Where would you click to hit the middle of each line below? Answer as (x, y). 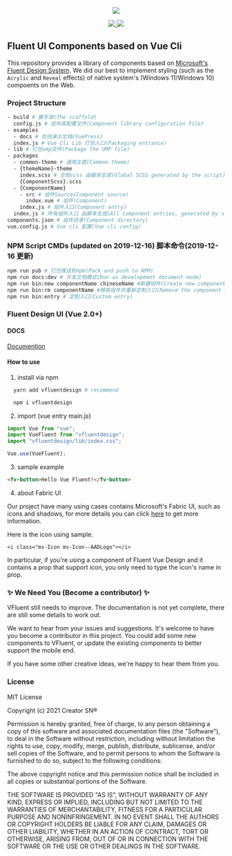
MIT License (25, 697)
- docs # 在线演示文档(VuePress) (58, 136)
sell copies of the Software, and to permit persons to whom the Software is (114, 753)
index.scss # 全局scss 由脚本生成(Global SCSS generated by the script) (123, 175)
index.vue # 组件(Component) (66, 201)
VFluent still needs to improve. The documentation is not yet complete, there (116, 608)
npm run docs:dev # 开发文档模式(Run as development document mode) (105, 277)
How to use (23, 362)
